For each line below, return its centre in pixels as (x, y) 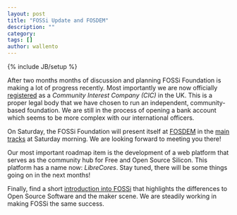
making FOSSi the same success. (56, 204)
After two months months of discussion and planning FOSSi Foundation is (114, 80)
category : (22, 33)
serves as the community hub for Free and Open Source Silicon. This (108, 160)
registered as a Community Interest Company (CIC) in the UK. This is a (110, 95)
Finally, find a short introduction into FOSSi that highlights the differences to (117, 189)
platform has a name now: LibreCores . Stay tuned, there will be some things (117, 167)
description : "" (31, 27)
